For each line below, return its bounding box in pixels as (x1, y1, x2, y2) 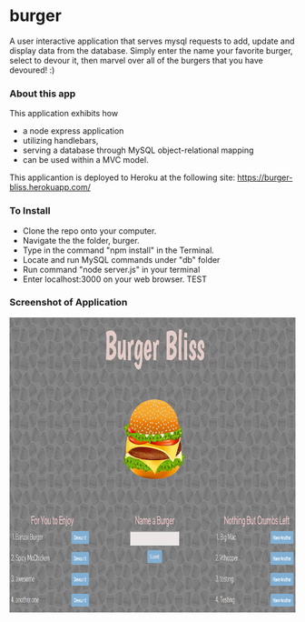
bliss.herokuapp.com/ (9, 182, 91, 193)
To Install (9, 205, 51, 217)
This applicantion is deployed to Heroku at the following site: (9, 172, 236, 183)
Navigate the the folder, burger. (22, 235, 140, 246)
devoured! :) (9, 65, 55, 75)
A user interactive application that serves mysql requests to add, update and (9, 35, 295, 46)
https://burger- (237, 172, 293, 183)
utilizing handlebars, (22, 135, 99, 146)
